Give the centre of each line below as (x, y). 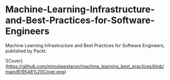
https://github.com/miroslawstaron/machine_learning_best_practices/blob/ (86, 66)
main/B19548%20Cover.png (35, 72)
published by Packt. (26, 51)
